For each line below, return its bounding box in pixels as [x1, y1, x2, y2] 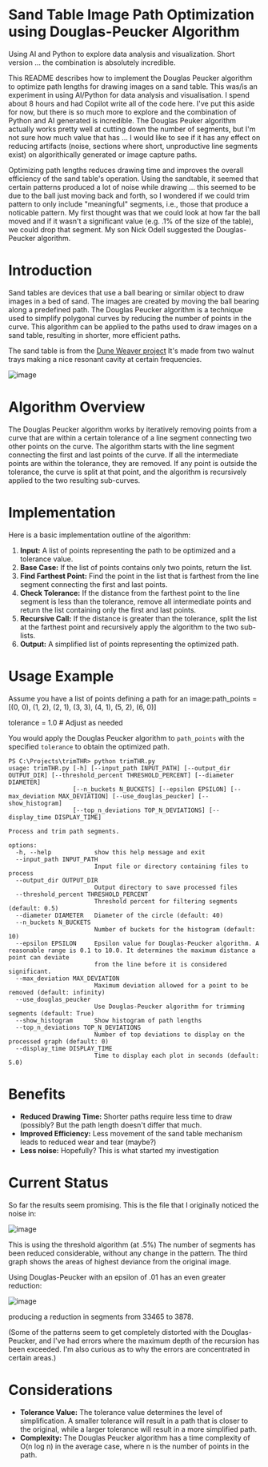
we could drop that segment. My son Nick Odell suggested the [8, 224, 214, 234]
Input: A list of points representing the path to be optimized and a [19, 545, 236, 555]
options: [8, 841, 38, 850]
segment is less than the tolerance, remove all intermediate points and [19, 597, 252, 606]
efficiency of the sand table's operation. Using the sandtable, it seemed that [8, 174, 258, 183]
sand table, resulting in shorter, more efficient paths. [8, 330, 182, 340]
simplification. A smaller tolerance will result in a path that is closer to [19, 1416, 249, 1425]
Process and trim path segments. [8, 827, 120, 835]
